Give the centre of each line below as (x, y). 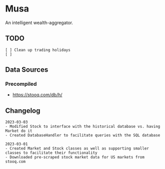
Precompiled (21, 84)
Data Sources (27, 70)
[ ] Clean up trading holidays (38, 50)
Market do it (19, 131)
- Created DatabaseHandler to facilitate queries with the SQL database (83, 135)
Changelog (23, 111)
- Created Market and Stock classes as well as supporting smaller (77, 148)
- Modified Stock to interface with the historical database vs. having (83, 127)
